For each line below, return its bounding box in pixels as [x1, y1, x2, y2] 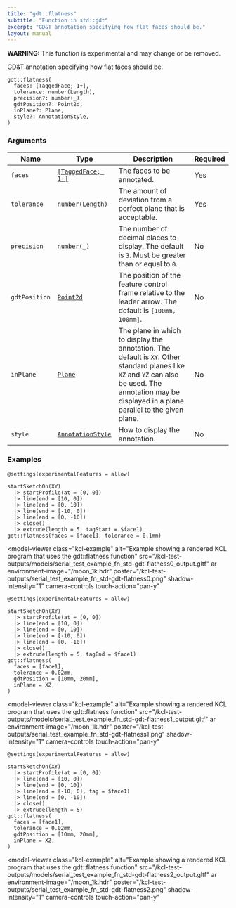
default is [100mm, [118, 305, 176, 315]
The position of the [118, 270, 181, 280]
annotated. [118, 174, 155, 184]
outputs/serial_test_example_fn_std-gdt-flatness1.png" [7, 729, 165, 738]
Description [133, 154, 173, 164]
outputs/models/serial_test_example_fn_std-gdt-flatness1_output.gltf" [7, 715, 209, 723]
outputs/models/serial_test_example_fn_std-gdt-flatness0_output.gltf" [7, 559, 209, 568]
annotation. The [118, 343, 171, 353]
